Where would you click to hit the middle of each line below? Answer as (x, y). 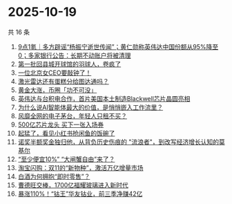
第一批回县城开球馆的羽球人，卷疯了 (69, 64)
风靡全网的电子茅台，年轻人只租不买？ (72, 115)
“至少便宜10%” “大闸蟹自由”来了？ (66, 159)
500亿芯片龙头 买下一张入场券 (61, 124)
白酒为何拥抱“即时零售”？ (54, 176)
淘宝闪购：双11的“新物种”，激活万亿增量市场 (80, 167)
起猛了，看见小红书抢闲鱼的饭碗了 (66, 133)
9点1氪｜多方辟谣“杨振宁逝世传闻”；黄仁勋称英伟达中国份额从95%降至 (118, 46)
